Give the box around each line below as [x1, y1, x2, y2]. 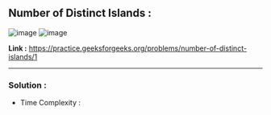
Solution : [8, 80, 47, 91]
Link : [8, 43, 27, 53]
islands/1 [8, 51, 38, 61]
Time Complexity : [19, 98, 81, 108]
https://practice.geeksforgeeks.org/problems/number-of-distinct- [28, 43, 248, 53]
